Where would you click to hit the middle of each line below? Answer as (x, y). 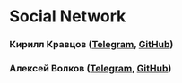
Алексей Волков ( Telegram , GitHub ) (91, 69)
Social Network (68, 17)
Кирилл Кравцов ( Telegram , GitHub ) (91, 45)
